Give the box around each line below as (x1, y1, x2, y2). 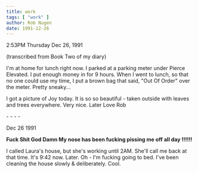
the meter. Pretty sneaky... (6, 84, 71, 91)
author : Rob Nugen (6, 20, 52, 26)
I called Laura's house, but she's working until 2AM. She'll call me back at (6, 147, 187, 155)
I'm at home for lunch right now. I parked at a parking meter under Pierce (6, 65, 185, 72)
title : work (6, 8, 36, 15)
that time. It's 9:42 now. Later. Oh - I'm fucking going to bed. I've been (6, 154, 179, 161)
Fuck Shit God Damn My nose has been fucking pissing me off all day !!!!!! (6, 136, 193, 143)
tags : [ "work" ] (6, 14, 49, 20)
